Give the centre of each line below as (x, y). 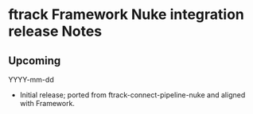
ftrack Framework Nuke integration (127, 15)
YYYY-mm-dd (31, 80)
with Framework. (47, 103)
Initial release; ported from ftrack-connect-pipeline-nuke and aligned (132, 95)
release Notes (55, 31)
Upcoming (35, 61)
